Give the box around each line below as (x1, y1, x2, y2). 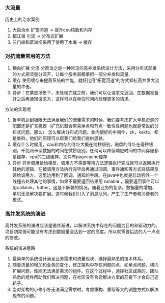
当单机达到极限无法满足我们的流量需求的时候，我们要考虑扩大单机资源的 (12, 117, 159, 123)
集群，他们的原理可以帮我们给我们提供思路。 (16, 135, 107, 141)
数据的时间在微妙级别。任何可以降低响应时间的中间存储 (42, 147, 155, 153)
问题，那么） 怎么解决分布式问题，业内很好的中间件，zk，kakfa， (21, 129, 155, 135)
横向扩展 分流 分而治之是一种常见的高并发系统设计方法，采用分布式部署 (12, 65, 157, 71)
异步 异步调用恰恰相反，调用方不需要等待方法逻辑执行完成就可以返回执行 (12, 160, 160, 166)
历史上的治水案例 (5, 16, 40, 23)
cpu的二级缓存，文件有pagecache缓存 (29, 154, 108, 160)
